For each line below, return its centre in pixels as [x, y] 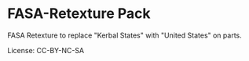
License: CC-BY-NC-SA [46, 50]
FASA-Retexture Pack [79, 14]
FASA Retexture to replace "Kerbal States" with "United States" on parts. [125, 35]
